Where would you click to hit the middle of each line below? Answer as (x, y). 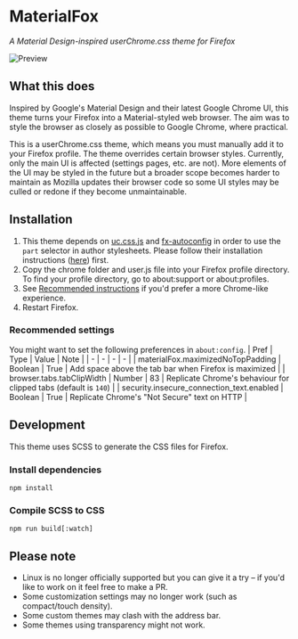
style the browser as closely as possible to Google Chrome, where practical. (149, 127)
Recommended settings (62, 330)
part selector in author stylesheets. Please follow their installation (142, 250)
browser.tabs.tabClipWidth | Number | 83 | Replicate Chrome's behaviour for (149, 378)
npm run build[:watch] (51, 529)
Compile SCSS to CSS (57, 510)
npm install (31, 487)
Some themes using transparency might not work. (114, 625)
